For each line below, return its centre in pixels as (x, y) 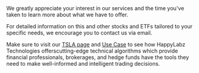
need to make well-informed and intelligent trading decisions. (83, 64)
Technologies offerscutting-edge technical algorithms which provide (92, 51)
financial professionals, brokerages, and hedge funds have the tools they (98, 57)
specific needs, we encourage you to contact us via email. (79, 33)
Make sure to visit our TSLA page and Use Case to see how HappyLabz (96, 44)
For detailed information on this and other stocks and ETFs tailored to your (100, 26)
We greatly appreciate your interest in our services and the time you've (95, 8)
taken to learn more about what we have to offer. (67, 14)
